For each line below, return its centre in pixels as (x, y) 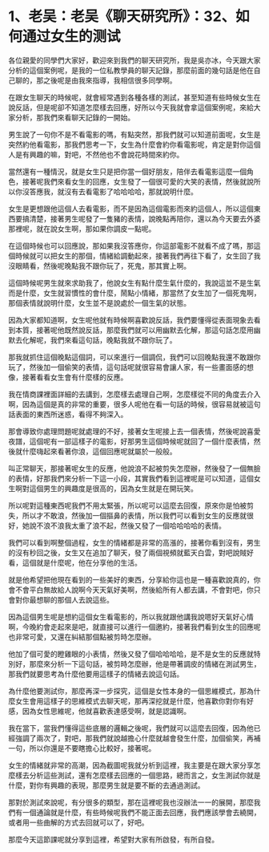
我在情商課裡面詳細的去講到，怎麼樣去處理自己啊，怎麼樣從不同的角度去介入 (134, 394)
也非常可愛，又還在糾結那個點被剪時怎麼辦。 (82, 637)
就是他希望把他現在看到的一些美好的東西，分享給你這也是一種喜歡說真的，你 (134, 579)
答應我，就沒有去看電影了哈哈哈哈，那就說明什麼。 (113, 191)
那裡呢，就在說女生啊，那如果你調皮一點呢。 (82, 229)
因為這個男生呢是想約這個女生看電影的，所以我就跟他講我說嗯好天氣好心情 (131, 617)
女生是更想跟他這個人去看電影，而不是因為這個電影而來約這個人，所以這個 (131, 209)
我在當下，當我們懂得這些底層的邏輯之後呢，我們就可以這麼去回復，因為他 (131, 728)
